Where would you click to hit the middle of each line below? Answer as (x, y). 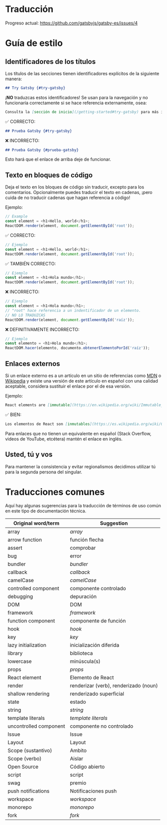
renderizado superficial (97, 694)
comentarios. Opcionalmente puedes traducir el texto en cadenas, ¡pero (79, 193)
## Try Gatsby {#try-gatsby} (35, 88)
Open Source (23, 767)
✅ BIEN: (13, 414)
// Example (16, 216)
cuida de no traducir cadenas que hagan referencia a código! (68, 198)
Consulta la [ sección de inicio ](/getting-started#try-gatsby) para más (82, 112)
